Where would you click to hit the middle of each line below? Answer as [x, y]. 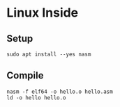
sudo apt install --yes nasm [49, 54]
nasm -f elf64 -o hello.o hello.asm [60, 92]
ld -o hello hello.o [37, 98]
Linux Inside [43, 13]
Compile [25, 75]
